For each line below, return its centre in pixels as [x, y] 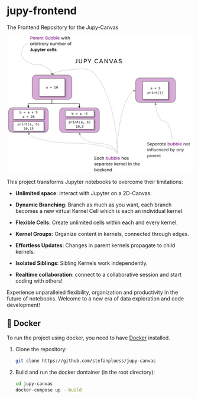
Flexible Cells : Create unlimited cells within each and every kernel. [96, 222]
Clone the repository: [41, 349]
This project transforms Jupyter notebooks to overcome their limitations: [95, 182]
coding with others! [39, 281]
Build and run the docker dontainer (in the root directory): [85, 372]
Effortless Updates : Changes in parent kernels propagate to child [95, 245]
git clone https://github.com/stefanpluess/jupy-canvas [85, 361]
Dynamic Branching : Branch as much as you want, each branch [93, 205]
